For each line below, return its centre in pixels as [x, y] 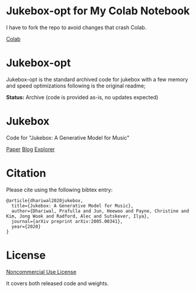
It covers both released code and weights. [57, 283]
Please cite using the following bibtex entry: [60, 190]
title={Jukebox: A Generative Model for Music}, [73, 206]
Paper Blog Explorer [30, 149]
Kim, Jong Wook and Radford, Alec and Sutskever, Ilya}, [78, 216]
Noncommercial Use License [41, 272]
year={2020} [26, 226]
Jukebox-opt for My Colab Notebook [98, 11]
